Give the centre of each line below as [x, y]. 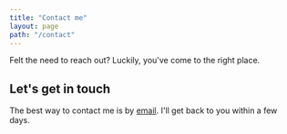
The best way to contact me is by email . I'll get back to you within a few [143, 110]
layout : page [34, 26]
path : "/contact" [42, 34]
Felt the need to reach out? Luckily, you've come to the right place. [135, 61]
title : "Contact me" [49, 18]
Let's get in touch [60, 88]
